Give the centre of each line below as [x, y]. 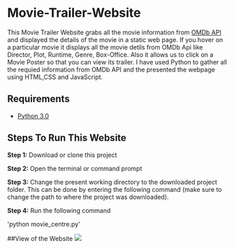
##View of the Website [40, 238]
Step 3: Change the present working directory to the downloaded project [112, 182]
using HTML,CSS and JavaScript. [55, 77]
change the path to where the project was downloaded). [88, 197]
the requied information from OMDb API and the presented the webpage [111, 69]
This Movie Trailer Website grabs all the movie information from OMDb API [114, 32]
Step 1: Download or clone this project [62, 155]
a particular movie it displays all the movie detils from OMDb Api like [105, 47]
